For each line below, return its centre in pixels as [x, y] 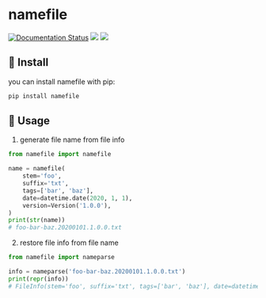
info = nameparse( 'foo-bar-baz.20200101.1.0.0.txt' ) [97, 272]
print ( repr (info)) [38, 279]
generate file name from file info [72, 139]
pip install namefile [44, 96]
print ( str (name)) [37, 220]
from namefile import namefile [60, 155]
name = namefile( [37, 169]
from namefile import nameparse [61, 258]
